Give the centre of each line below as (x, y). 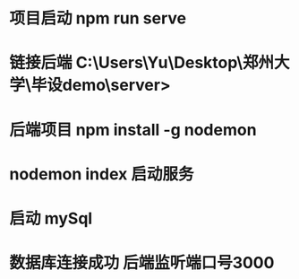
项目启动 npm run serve (98, 18)
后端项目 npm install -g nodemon (133, 130)
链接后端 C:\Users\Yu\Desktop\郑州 (142, 63)
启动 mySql (51, 218)
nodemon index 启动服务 (102, 174)
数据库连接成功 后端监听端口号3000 (142, 263)
